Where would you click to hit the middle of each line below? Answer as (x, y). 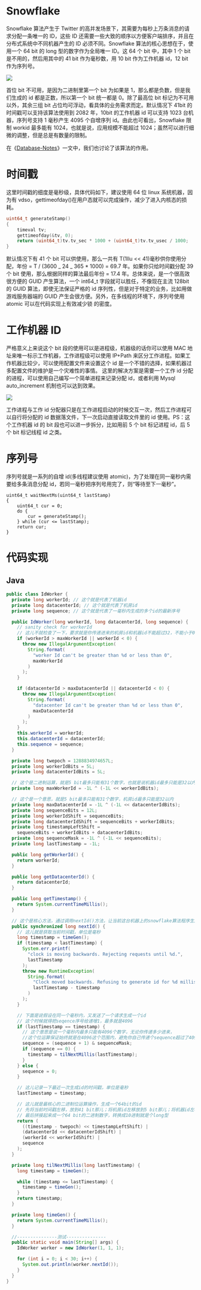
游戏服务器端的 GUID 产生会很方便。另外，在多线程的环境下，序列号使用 (95, 296)
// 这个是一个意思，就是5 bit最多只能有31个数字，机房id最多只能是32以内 (93, 799)
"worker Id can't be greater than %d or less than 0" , (102, 655)
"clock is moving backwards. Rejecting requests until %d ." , (106, 954)
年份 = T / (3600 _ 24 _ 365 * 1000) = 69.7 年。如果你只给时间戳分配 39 (105, 266)
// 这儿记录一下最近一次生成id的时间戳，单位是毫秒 (73, 1088)
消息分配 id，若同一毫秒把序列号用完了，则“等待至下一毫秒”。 (103, 484)
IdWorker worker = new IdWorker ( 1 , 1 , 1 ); (71, 1248)
